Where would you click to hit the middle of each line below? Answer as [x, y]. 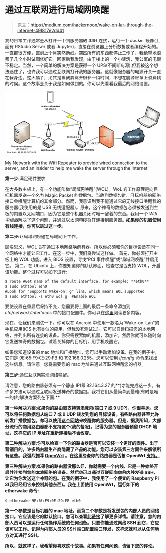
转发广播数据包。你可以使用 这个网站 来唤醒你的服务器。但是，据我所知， [79, 421]
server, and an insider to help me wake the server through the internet [76, 168]
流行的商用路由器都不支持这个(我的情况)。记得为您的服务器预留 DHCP [80, 427]
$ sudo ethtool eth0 [26, 287]
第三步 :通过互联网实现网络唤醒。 [38, 375]
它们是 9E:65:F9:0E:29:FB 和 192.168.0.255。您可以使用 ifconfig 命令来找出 [81, 358]
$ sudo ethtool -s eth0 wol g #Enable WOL [51, 297]
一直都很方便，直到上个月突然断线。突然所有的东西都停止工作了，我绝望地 [81, 53]
